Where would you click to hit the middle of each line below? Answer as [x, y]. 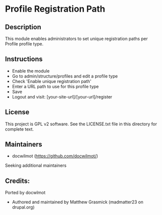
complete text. [19, 129]
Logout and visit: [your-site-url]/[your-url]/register [62, 97]
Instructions [24, 59]
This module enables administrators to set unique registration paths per [76, 39]
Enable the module [31, 71]
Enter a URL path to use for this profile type [55, 86]
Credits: [17, 181]
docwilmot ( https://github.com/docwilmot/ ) [55, 156]
